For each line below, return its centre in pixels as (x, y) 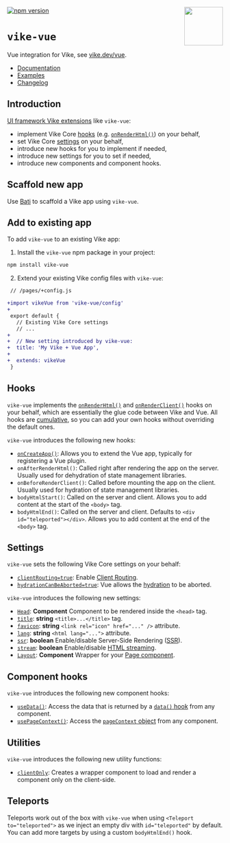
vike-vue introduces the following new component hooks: (88, 693)
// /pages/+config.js (41, 291)
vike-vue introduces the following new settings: (74, 598)
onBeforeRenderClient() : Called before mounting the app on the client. (116, 482)
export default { (35, 316)
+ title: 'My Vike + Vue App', (53, 348)
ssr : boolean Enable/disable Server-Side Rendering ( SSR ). (100, 641)
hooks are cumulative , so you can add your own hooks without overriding (111, 419)
